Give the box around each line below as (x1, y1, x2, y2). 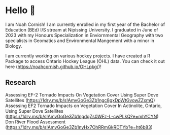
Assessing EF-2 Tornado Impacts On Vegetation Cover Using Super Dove (5, 91, 159, 98)
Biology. (5, 43, 22, 49)
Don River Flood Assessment (5, 119, 66, 125)
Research (5, 78, 37, 87)
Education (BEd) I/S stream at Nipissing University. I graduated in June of (5, 26, 158, 32)
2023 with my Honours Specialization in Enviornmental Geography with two (5, 32, 163, 38)
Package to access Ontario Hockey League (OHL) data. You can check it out (5, 58, 165, 64)
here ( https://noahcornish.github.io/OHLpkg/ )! (5, 63, 101, 70)
